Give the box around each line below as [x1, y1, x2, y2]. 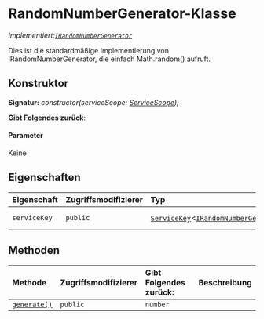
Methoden [8, 244, 60, 257]
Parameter [8, 131, 43, 140]
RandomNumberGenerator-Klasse [8, 5, 237, 23]
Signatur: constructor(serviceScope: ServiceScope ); [8, 97, 179, 107]
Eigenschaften [8, 171, 81, 184]
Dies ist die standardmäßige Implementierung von [8, 45, 169, 55]
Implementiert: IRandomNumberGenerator [8, 31, 133, 40]
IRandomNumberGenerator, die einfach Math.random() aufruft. [8, 54, 211, 63]
